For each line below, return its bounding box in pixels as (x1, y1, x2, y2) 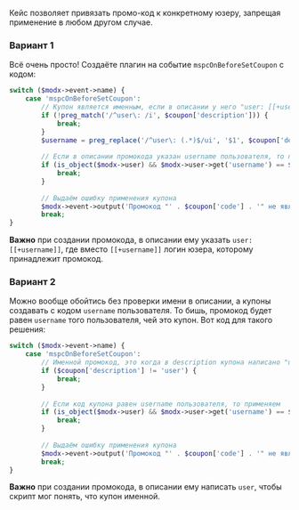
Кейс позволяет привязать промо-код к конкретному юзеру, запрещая (9, 8, 281, 18)
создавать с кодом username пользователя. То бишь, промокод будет (9, 305, 272, 316)
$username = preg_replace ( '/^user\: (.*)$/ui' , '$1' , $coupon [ (41, 135, 280, 145)
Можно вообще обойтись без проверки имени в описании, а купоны (9, 295, 271, 306)
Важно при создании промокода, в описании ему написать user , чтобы (9, 482, 282, 492)
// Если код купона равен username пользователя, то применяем (41, 400, 280, 409)
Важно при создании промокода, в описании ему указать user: (9, 235, 254, 246)
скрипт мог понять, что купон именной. (9, 491, 160, 502)
